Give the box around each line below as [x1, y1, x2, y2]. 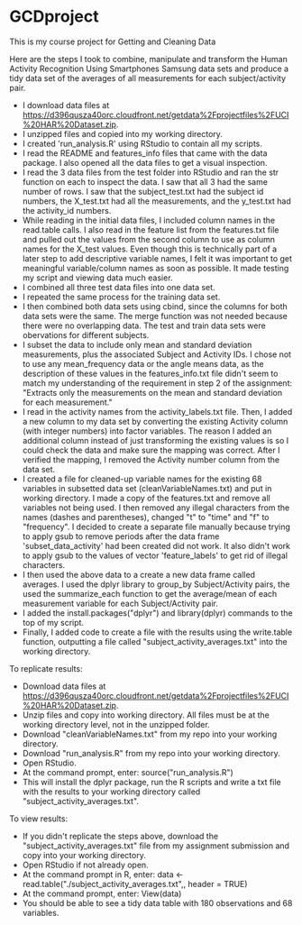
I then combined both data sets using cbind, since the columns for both [22, 300, 288, 312]
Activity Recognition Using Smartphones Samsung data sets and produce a [9, 63, 289, 74]
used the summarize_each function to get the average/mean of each [22, 588, 278, 599]
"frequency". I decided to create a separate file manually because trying [22, 521, 291, 532]
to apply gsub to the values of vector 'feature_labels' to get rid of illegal [22, 550, 288, 561]
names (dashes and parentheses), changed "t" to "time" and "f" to [22, 511, 270, 522]
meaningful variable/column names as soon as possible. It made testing [22, 262, 289, 273]
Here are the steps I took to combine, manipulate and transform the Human [9, 53, 288, 64]
